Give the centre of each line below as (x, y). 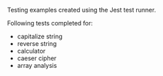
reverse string (37, 43)
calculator (31, 51)
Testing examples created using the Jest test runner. (81, 10)
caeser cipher (37, 58)
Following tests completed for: (50, 23)
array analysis (37, 65)
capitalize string (40, 36)
